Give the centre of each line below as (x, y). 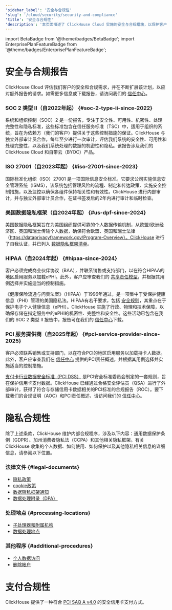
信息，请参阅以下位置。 (30, 452)
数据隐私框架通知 (31, 492)
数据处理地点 (26, 531)
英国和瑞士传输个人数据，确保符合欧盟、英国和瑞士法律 (77, 231)
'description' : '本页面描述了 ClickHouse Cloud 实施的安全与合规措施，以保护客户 (86, 24)
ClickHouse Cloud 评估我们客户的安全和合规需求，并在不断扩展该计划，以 (83, 87)
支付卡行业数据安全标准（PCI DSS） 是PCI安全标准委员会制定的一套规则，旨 (86, 376)
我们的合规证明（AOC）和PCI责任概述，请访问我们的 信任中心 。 (77, 396)
